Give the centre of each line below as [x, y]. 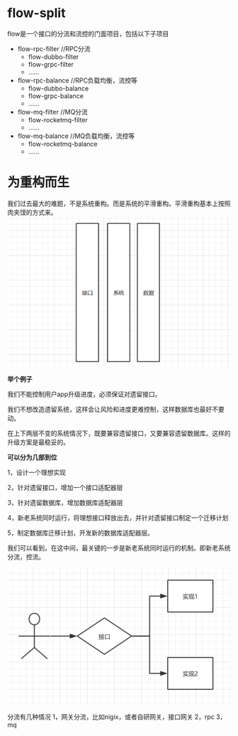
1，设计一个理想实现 [36, 473]
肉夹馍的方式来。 [32, 212]
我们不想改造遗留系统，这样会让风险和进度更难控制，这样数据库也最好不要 [116, 410]
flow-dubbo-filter [53, 57]
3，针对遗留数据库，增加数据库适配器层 [65, 503]
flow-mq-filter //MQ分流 [53, 112]
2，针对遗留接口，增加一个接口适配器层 [65, 488]
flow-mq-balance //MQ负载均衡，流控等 [76, 136]
